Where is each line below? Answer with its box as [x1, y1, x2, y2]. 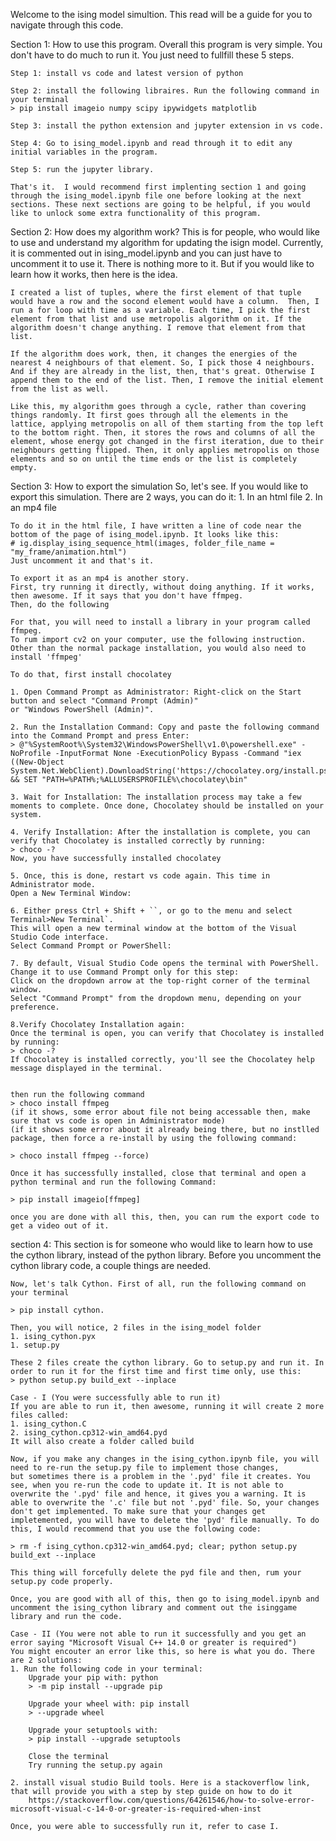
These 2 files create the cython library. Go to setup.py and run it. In [10, 1358, 325, 1368]
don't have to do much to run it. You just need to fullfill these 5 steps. [10, 49, 295, 61]
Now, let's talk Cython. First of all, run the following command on [10, 1279, 307, 1289]
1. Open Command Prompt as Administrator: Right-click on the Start [10, 687, 302, 697]
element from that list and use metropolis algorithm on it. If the [10, 314, 302, 324]
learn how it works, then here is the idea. [10, 269, 178, 280]
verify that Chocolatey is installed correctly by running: [10, 836, 267, 846]
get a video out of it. [10, 1221, 110, 1231]
